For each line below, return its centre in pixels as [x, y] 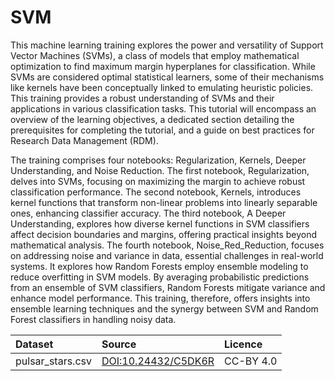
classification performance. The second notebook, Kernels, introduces [156, 192]
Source [119, 344]
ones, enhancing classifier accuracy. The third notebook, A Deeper [148, 213]
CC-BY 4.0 [251, 361]
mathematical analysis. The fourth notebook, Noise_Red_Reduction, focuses [167, 245]
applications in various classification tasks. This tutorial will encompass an [163, 108]
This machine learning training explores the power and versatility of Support [167, 45]
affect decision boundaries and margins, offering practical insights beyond [164, 234]
